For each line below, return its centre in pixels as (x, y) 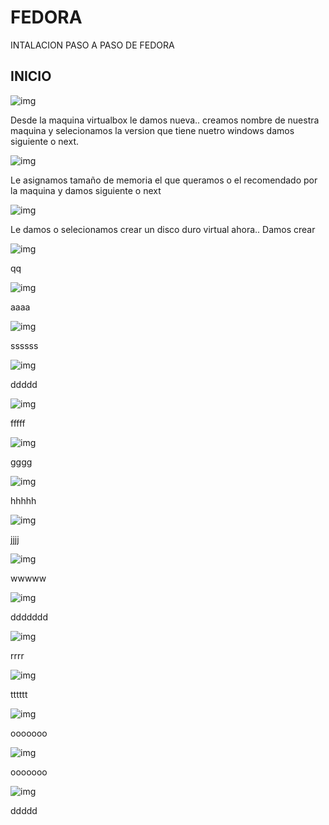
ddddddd (29, 617)
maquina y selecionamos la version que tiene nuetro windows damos (152, 130)
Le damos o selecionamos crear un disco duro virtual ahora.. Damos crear (163, 229)
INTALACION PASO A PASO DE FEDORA (92, 45)
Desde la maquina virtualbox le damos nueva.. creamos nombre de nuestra (165, 120)
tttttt (19, 694)
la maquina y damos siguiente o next (86, 190)
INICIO (31, 76)
